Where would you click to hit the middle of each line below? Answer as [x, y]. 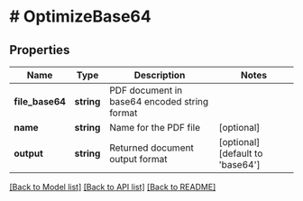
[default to [241, 153]
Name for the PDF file [155, 128]
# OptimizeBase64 [80, 17]
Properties [40, 50]
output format [139, 159]
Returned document [151, 148]
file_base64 [40, 101]
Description [160, 75]
